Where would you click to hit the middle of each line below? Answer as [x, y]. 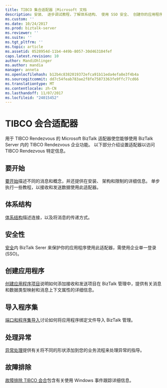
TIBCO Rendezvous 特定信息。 [37, 151]
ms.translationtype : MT [30, 84]
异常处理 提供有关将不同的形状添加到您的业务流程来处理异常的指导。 [75, 350]
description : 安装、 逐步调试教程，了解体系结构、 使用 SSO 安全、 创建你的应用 [80, 14]
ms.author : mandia [24, 65]
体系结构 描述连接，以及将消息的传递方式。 [49, 217]
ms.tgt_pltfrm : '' [24, 42]
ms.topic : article [24, 47]
